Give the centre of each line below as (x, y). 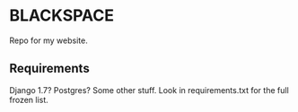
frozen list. (29, 99)
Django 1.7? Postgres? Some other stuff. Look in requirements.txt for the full (149, 90)
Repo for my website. (48, 40)
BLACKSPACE (62, 16)
